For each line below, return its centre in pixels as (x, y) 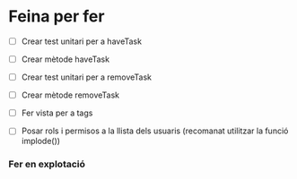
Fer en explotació (47, 165)
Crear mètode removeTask (70, 95)
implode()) (40, 141)
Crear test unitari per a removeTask (87, 77)
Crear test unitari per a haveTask (82, 41)
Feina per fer (57, 17)
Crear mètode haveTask (65, 59)
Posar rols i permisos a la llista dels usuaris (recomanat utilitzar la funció (155, 131)
